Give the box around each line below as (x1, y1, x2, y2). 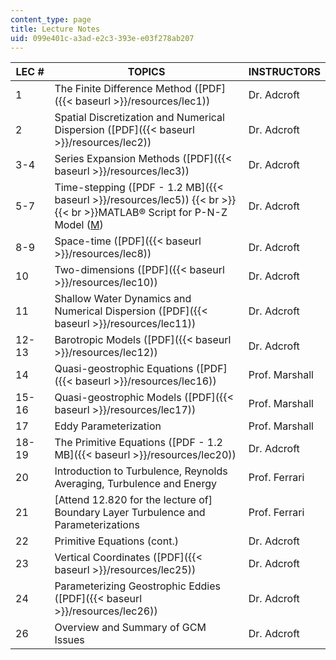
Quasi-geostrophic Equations (54, 362, 194, 376)
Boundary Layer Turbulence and (54, 506, 206, 520)
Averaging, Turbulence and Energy (54, 477, 217, 491)
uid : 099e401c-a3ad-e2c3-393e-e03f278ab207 (10, 33, 195, 43)
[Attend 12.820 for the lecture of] (54, 493, 213, 507)
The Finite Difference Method (54, 82, 192, 96)
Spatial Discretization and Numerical (54, 111, 225, 125)
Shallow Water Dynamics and (54, 292, 192, 306)
